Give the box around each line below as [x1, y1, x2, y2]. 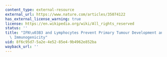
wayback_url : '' [5, 44, 39, 49]
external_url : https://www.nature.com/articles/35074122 [5, 12, 126, 17]
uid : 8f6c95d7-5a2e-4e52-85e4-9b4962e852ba [5, 40, 97, 45]
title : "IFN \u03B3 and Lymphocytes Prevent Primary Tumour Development [5, 30, 157, 35]
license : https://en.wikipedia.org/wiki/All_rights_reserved [5, 21, 135, 26]
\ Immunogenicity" [9, 35, 48, 40]
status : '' [5, 26, 28, 31]
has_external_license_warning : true [5, 16, 81, 21]
